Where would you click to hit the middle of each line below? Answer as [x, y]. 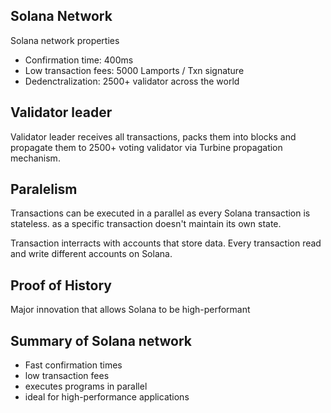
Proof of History [61, 285]
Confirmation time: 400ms [79, 60]
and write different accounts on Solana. [91, 254]
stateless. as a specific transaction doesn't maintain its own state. [146, 224]
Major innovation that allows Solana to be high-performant [130, 310]
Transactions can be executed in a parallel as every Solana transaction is [160, 213]
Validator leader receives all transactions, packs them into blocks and [153, 136]
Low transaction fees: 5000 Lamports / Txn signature [134, 70]
